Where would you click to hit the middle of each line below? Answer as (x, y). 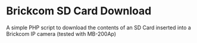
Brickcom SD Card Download (79, 11)
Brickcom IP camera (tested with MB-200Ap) (61, 33)
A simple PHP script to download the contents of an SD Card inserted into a (99, 27)
